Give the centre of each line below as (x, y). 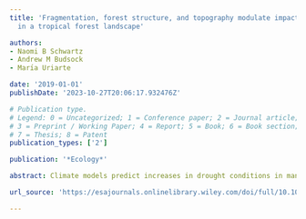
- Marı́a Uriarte (40, 68)
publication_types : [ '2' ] (58, 143)
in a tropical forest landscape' (81, 26)
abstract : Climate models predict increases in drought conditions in (146, 176)
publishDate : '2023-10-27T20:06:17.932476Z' (95, 93)
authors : (26, 43)
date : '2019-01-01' (46, 85)
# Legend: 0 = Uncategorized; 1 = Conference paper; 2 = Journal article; (154, 118)
